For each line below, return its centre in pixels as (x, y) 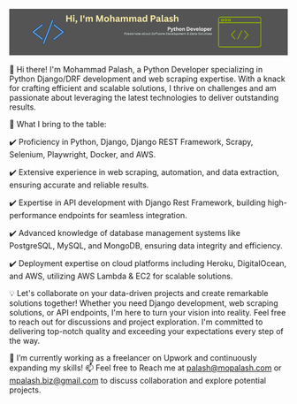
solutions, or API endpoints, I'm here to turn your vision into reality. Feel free (148, 313)
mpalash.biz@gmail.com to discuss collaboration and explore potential (138, 381)
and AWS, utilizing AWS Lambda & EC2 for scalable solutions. (121, 276)
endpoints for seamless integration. (123, 215)
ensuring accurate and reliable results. (79, 185)
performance (33, 215)
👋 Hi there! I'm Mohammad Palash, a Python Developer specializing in (136, 69)
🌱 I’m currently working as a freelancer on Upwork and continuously (133, 358)
